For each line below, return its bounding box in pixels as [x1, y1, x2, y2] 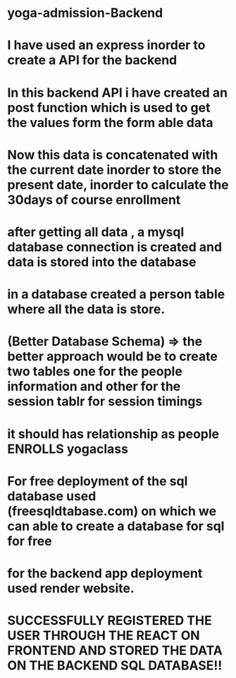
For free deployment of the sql [7, 473, 188, 489]
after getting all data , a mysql [7, 224, 185, 240]
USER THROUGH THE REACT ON [7, 628, 200, 643]
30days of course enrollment [7, 192, 181, 207]
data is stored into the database [7, 254, 197, 270]
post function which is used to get [7, 99, 211, 116]
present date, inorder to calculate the [7, 176, 229, 193]
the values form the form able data [7, 114, 213, 131]
